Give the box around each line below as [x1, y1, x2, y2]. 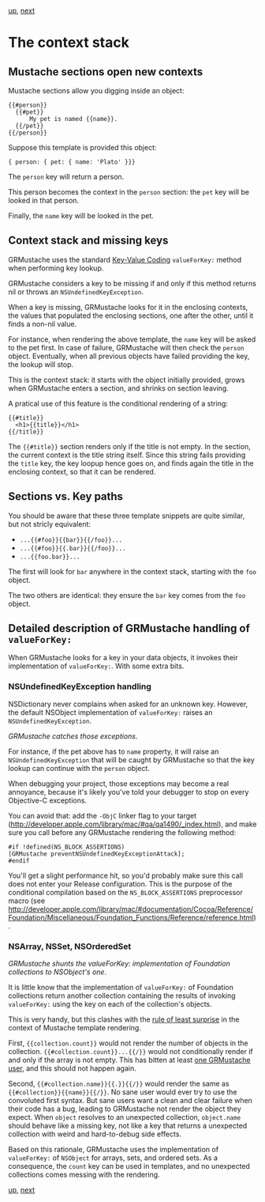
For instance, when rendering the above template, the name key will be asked [8, 335, 256, 344]
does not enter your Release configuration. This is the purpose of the [8, 879, 233, 888]
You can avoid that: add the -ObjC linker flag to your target [8, 811, 197, 820]
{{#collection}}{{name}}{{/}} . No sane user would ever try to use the [8, 1087, 238, 1097]
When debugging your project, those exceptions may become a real [8, 778, 230, 788]
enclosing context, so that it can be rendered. [8, 467, 156, 476]
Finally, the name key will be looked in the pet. [8, 211, 154, 220]
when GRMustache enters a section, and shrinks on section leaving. [8, 383, 229, 393]
